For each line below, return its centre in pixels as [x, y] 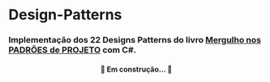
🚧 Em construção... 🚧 [136, 69]
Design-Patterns [65, 15]
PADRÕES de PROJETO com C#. [73, 50]
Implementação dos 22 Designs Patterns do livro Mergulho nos [135, 40]
